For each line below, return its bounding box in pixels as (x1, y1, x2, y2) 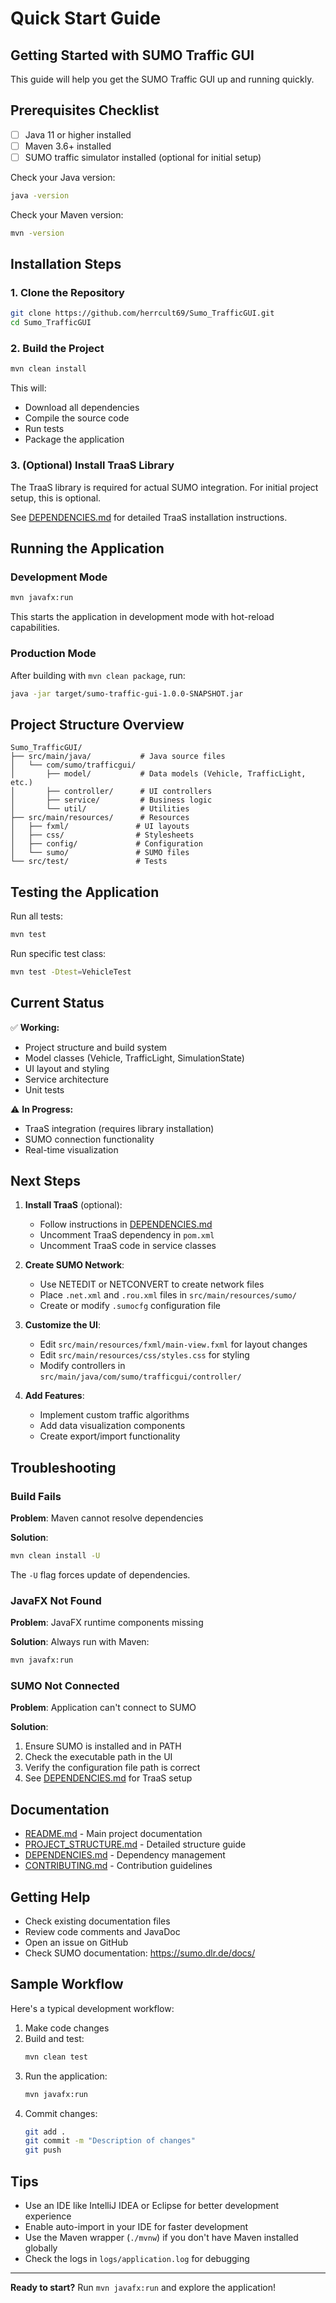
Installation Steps (10, 256, 122, 273)
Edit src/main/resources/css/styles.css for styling (39, 1349, 250, 1361)
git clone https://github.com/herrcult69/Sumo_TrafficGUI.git (10, 308, 275, 319)
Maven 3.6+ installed (24, 140, 112, 152)
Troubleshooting (10, 1459, 117, 1476)
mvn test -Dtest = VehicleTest (10, 967, 132, 977)
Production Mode (10, 647, 97, 661)
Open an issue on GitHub (24, 1937, 129, 1949)
